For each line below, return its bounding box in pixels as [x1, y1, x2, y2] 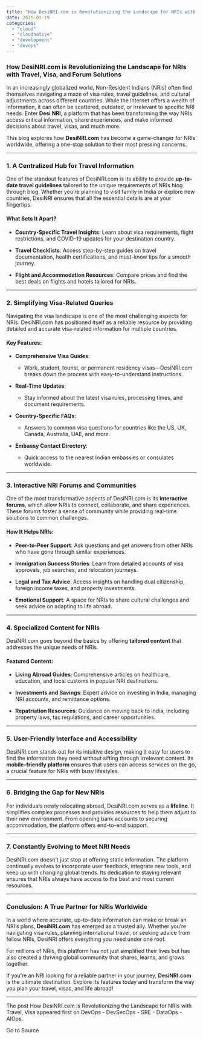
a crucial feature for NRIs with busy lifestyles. [6, 768, 120, 775]
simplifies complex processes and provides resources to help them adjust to [6, 808, 196, 815]
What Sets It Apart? [6, 215, 57, 222]
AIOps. [6, 1015, 24, 1023]
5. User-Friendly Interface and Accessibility [6, 734, 137, 743]
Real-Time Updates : [14, 382, 66, 390]
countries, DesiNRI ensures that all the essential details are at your [6, 194, 172, 202]
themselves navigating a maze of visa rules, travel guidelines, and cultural [6, 90, 190, 98]
